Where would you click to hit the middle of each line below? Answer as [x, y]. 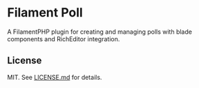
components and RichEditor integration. [64, 38]
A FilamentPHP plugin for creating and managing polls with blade [99, 32]
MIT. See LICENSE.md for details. [55, 77]
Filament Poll [45, 13]
